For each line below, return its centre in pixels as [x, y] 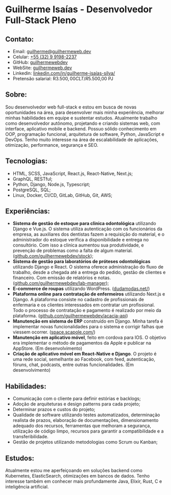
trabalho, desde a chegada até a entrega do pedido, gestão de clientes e [89, 273]
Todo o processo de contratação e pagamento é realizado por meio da [87, 310]
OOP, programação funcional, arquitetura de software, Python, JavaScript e [85, 134]
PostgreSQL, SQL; [32, 190]
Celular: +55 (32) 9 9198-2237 [45, 57]
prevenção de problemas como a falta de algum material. [73, 251]
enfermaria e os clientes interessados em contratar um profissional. [84, 305]
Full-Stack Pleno [41, 20]
